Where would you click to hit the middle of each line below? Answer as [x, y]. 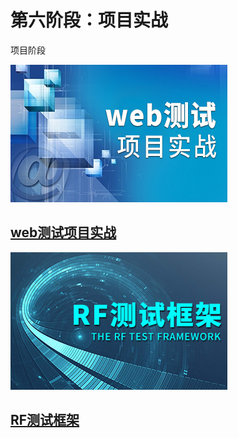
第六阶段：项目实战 [89, 20]
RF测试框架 [45, 420]
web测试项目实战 [63, 232]
